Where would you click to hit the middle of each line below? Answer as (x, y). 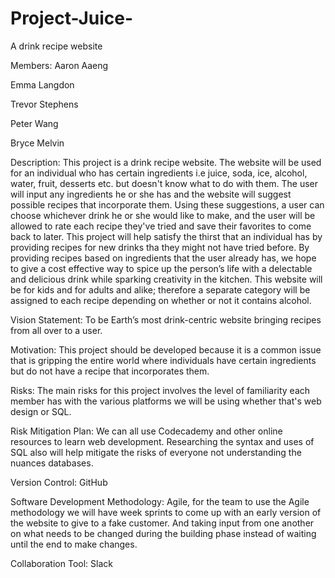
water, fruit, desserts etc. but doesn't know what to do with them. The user (164, 183)
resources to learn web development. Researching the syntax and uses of (162, 441)
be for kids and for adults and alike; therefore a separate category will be (160, 289)
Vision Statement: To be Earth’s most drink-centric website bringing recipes (166, 319)
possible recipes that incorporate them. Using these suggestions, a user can (167, 204)
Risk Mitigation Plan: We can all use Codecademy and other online (146, 431)
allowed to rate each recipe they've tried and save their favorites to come (161, 226)
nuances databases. (52, 463)
